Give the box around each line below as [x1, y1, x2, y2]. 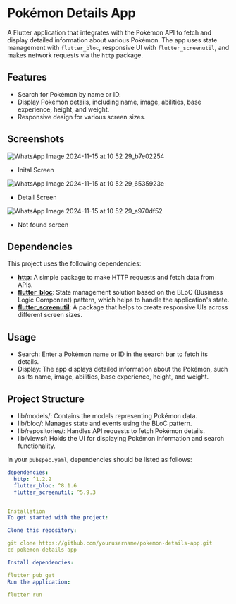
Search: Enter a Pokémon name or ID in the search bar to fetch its [17, 350, 208, 358]
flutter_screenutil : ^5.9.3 [13, 489, 97, 496]
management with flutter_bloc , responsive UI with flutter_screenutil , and [7, 43, 230, 52]
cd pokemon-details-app [7, 546, 77, 553]
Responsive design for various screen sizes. [17, 112, 146, 121]
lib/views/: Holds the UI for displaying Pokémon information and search [17, 434, 224, 442]
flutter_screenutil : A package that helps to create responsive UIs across [17, 303, 228, 312]
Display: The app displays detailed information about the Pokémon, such [17, 365, 228, 374]
